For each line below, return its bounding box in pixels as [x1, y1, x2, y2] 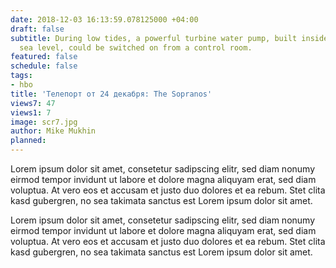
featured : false [10, 52, 78, 62]
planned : [10, 136, 47, 146]
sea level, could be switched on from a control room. [19, 42, 253, 53]
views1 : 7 [10, 107, 52, 118]
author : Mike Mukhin [10, 126, 97, 136]
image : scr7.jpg [10, 117, 78, 127]
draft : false [10, 24, 65, 34]
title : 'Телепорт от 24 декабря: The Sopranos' [10, 89, 213, 99]
